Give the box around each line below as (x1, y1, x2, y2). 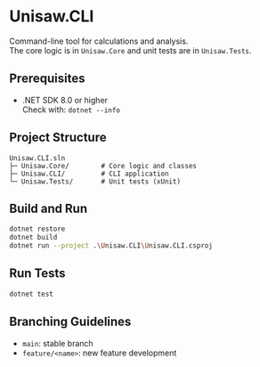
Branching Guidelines (9, 314, 132, 330)
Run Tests (9, 265, 66, 281)
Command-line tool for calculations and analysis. (9, 36, 189, 46)
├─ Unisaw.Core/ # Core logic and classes (9, 161, 198, 170)
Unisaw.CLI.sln (9, 153, 66, 162)
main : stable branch (21, 338, 93, 348)
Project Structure (9, 130, 107, 145)
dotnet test (9, 290, 53, 298)
